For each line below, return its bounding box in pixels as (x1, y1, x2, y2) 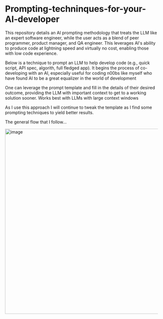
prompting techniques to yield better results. (5, 109, 94, 115)
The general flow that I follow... (5, 119, 67, 125)
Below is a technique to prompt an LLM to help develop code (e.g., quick (5, 60, 150, 66)
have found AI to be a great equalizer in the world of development (5, 75, 137, 81)
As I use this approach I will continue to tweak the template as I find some (5, 104, 152, 110)
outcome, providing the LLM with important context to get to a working (5, 90, 147, 96)
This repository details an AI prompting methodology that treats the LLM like (5, 30, 157, 35)
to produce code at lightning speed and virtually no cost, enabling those (5, 45, 149, 51)
